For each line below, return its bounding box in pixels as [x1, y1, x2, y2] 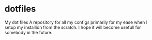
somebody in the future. [4, 29, 53, 35]
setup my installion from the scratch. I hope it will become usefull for [4, 24, 141, 30]
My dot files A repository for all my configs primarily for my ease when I [4, 19, 148, 25]
